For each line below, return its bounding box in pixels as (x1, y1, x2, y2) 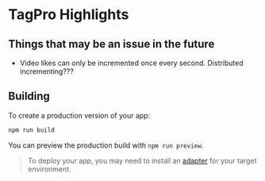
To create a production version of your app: (8, 110, 151, 120)
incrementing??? (19, 67, 74, 76)
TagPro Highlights (8, 6, 129, 24)
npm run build (8, 125, 56, 134)
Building (8, 90, 50, 103)
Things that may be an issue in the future (8, 37, 215, 51)
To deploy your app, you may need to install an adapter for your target (27, 156, 257, 165)
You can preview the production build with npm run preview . (8, 141, 204, 150)
